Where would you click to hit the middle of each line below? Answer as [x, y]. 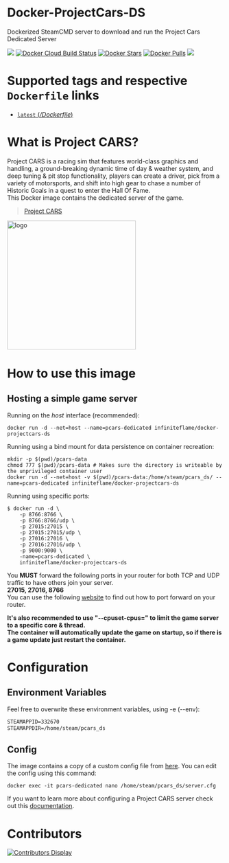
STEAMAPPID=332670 [33, 722]
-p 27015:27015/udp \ [50, 532]
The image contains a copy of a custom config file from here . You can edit [112, 766]
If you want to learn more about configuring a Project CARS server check [110, 798]
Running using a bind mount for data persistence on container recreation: [111, 446]
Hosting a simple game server [72, 399]
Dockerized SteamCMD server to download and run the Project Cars [104, 32]
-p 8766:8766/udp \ [47, 520]
